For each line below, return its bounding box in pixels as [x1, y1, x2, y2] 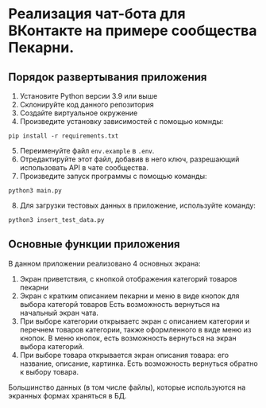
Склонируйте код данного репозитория [19, 100, 154, 109]
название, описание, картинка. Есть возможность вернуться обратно [19, 359, 258, 368]
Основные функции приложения [8, 238, 180, 251]
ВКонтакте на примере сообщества [8, 21, 257, 40]
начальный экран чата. [19, 308, 99, 317]
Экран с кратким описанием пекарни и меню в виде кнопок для [19, 291, 240, 301]
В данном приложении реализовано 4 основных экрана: [8, 258, 201, 268]
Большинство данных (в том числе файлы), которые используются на [8, 383, 246, 392]
